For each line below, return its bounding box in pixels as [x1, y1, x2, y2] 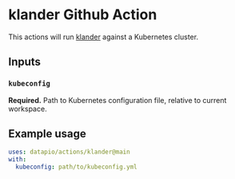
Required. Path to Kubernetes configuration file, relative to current [8, 95, 227, 105]
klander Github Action [8, 6, 157, 24]
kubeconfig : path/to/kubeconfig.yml [15, 163, 137, 171]
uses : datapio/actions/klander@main [8, 148, 130, 157]
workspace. [8, 104, 47, 113]
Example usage [8, 127, 86, 141]
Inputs [8, 55, 42, 69]
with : [8, 156, 26, 164]
